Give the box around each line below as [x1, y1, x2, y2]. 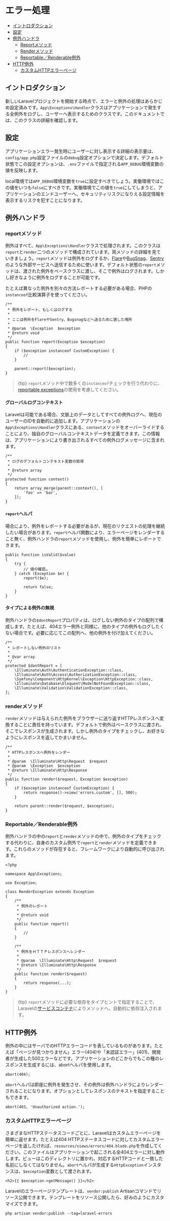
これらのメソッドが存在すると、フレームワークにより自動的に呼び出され [13, 846, 165, 852]
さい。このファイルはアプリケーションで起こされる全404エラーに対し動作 [9, 1149, 165, 1155]
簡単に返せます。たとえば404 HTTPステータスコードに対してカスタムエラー [5, 1136, 164, 1142]
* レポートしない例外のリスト [7, 645, 62, 650]
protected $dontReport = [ [5, 663, 62, 668]
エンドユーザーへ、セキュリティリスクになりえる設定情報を [40, 191, 165, 197]
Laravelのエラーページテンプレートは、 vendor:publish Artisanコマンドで [5, 1188, 157, 1194]
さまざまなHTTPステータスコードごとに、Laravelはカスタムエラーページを [5, 1130, 161, 1136]
